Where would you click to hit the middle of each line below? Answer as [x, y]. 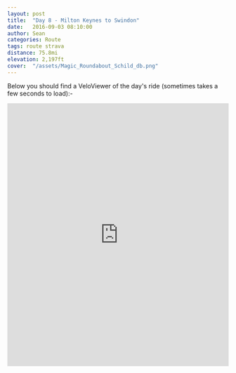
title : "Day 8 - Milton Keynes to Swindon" [73, 20]
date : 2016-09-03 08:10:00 [50, 27]
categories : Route [34, 40]
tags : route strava [36, 46]
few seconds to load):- [40, 93]
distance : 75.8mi [33, 53]
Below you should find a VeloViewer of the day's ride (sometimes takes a [113, 86]
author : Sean [26, 33]
